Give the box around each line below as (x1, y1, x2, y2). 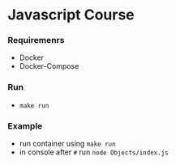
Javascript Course (7, 6, 135, 24)
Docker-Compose (19, 61, 79, 71)
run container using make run (19, 139, 116, 149)
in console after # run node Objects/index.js (19, 147, 169, 157)
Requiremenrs (7, 35, 65, 46)
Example (7, 120, 43, 131)
